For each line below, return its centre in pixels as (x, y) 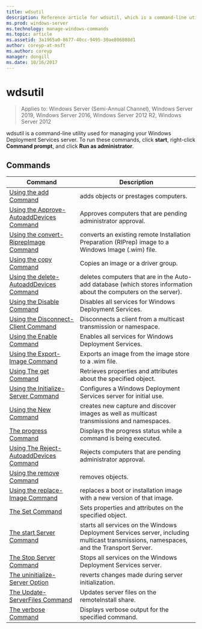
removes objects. (104, 477)
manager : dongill (28, 57)
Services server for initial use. (122, 396)
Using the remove (34, 473)
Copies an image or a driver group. (129, 263)
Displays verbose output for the (124, 610)
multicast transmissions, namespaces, (134, 540)
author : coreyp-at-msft (36, 46)
